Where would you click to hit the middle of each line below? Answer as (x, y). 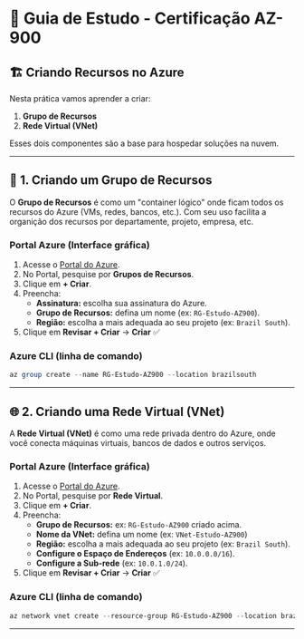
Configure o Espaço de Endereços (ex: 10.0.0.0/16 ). (135, 554)
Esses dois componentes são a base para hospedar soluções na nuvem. (144, 143)
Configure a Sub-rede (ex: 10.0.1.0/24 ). (112, 563)
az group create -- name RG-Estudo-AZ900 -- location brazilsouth (133, 375)
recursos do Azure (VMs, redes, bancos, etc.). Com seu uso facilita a (138, 211)
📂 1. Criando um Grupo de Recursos (111, 180)
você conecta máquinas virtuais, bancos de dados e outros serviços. (138, 443)
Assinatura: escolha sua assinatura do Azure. (122, 304)
